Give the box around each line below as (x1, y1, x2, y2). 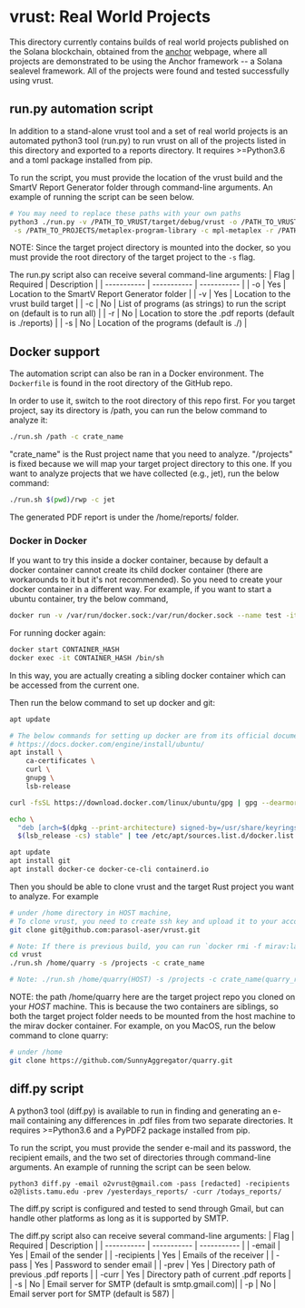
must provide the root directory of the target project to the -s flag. (9, 252, 256, 263)
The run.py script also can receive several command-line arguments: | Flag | (9, 270, 295, 281)
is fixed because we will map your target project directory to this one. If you (9, 459, 292, 470)
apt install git (9, 857, 71, 866)
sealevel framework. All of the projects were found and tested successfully (9, 65, 290, 76)
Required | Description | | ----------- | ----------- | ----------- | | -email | (9, 1240, 281, 1251)
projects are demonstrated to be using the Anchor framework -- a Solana (9, 55, 283, 66)
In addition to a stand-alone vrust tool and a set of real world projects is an (9, 125, 289, 136)
